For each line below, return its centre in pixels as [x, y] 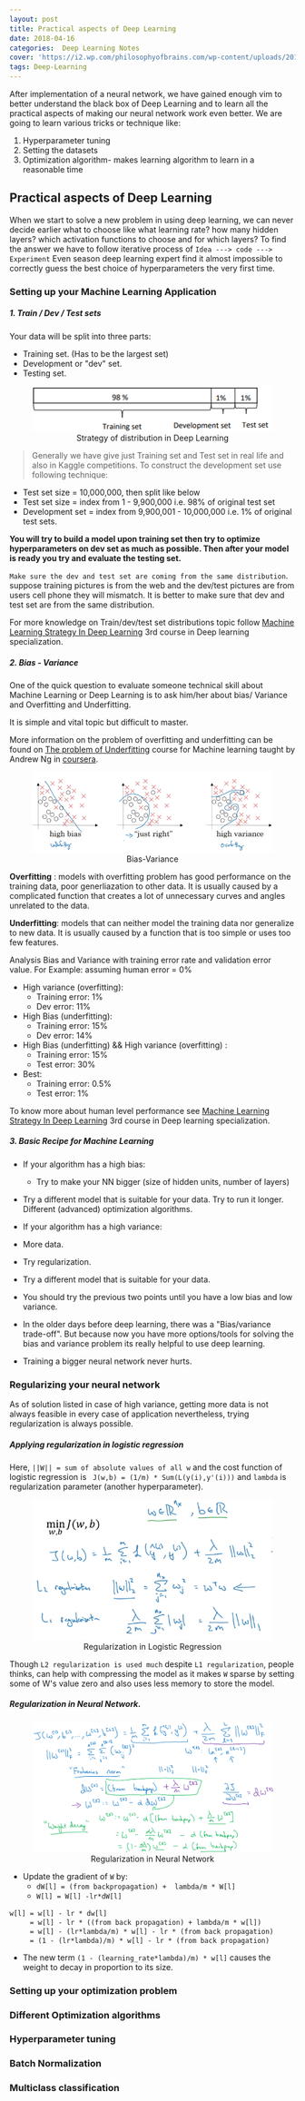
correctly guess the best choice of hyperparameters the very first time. [142, 268]
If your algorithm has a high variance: [92, 1227]
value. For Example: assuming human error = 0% [101, 969]
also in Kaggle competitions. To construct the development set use [157, 465]
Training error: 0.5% [74, 1083]
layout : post [34, 19]
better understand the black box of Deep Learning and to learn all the [139, 104]
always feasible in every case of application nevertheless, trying [129, 1414]
